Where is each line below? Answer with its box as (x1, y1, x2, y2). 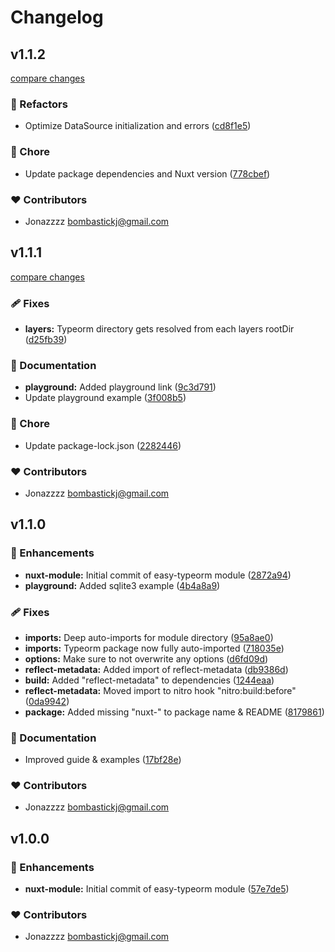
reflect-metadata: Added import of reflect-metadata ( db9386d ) (24, 663, 289, 675)
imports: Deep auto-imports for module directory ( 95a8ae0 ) (24, 631, 274, 643)
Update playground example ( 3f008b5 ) (24, 392, 187, 404)
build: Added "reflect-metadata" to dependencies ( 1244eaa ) (24, 674, 275, 686)
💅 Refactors (10, 97, 68, 111)
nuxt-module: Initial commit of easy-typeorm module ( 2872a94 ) (24, 569, 292, 581)
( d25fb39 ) (24, 334, 68, 345)
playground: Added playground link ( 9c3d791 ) (24, 381, 217, 393)
